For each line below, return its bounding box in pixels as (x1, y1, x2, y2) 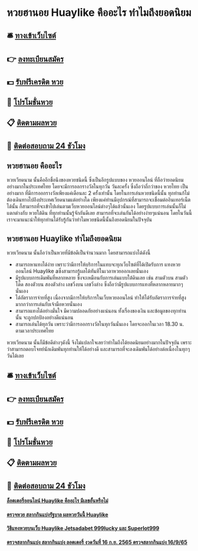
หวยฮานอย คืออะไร (6, 161, 62, 171)
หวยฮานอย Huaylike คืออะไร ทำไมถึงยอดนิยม (6, 6, 192, 19)
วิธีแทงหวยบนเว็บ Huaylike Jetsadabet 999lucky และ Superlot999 (6, 525, 160, 532)
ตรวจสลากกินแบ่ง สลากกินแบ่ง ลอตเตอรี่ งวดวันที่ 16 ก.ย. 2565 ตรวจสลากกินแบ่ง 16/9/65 (6, 539, 187, 546)
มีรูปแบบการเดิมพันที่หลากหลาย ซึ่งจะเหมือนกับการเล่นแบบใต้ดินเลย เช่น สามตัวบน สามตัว (15, 274, 188, 281)
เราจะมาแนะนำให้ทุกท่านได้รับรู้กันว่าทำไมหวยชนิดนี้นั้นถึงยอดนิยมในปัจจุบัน (6, 216, 152, 223)
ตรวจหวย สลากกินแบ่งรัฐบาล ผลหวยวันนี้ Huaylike (6, 511, 108, 518)
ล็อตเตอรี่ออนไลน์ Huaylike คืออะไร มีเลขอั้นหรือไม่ (6, 497, 108, 504)
